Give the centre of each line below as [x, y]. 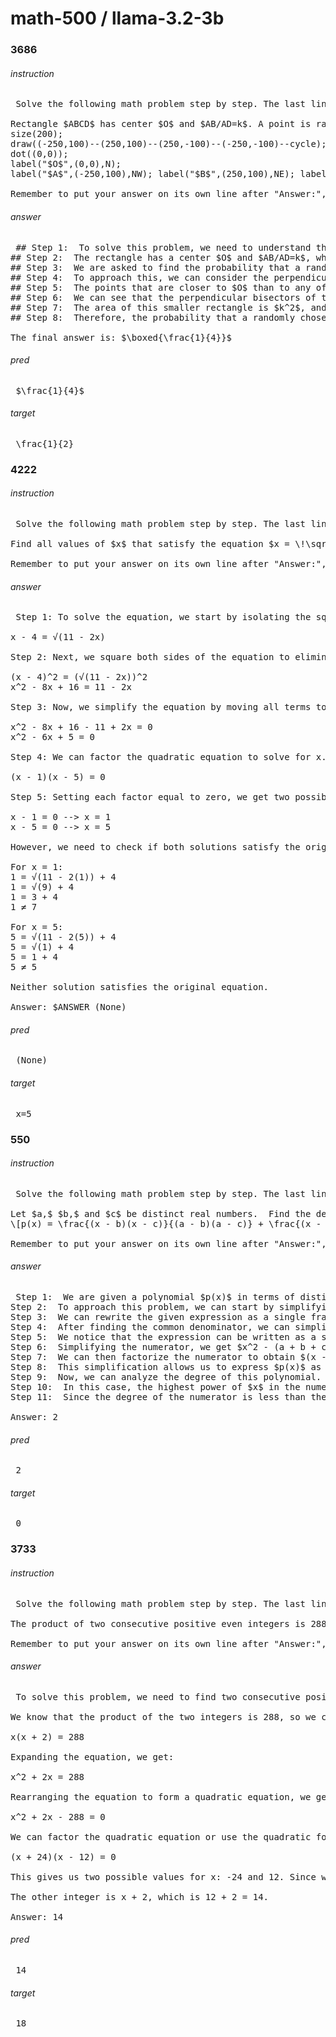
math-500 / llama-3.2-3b [117, 18]
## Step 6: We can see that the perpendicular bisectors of [163, 297]
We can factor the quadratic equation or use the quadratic [161, 1836]
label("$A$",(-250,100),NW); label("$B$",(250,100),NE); [153, 174]
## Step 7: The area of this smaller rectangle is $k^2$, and [168, 307]
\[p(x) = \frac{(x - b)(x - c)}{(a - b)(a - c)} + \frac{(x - [166, 1223]
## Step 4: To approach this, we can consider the [140, 277]
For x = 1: [37, 867]
